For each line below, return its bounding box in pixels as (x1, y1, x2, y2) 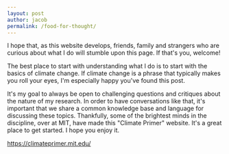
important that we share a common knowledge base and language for (7, 104, 204, 113)
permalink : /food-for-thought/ (7, 23, 97, 29)
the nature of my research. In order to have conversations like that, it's (7, 97, 206, 105)
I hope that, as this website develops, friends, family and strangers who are (7, 42, 219, 50)
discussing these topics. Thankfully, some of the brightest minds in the (7, 112, 207, 120)
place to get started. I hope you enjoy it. (7, 126, 120, 134)
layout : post (7, 10, 45, 17)
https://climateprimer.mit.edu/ (7, 140, 91, 148)
